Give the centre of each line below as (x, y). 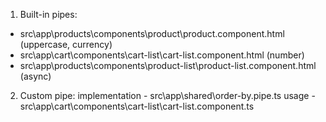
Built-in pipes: (48, 14)
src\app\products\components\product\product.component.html (152, 33)
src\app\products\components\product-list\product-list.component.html (168, 65)
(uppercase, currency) (66, 44)
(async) (35, 76)
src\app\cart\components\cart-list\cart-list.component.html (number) (162, 55)
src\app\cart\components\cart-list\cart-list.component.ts (137, 106)
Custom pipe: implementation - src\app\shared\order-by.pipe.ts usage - (167, 95)
